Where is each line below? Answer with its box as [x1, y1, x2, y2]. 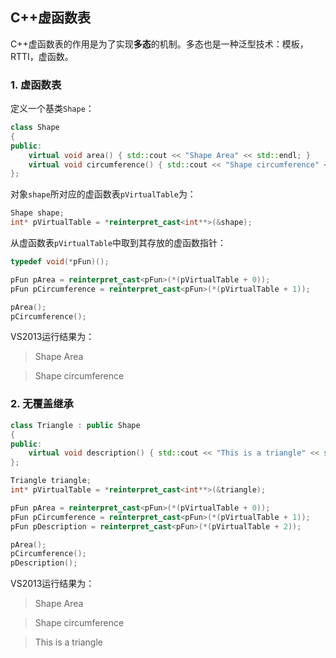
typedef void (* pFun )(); [10, 257, 110, 267]
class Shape [10, 123, 60, 133]
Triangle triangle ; [10, 476, 92, 486]
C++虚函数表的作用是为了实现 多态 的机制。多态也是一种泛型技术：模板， [10, 38, 309, 50]
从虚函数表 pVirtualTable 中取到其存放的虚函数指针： [10, 237, 227, 249]
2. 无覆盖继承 [10, 397, 74, 411]
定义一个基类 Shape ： [10, 103, 95, 115]
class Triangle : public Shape [10, 420, 141, 430]
